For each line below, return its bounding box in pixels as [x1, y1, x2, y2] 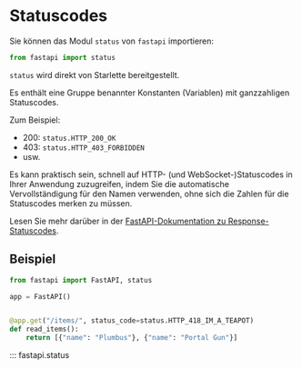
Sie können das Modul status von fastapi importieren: [9, 35, 215, 46]
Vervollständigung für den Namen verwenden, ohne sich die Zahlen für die [9, 188, 289, 199]
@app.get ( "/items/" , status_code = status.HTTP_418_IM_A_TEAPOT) [9, 316, 255, 325]
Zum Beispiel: [9, 114, 61, 125]
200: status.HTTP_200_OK [22, 132, 116, 143]
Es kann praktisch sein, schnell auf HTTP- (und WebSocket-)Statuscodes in [9, 169, 293, 180]
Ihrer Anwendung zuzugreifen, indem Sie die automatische [9, 178, 230, 189]
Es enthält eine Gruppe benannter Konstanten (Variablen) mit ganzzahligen [9, 87, 290, 98]
